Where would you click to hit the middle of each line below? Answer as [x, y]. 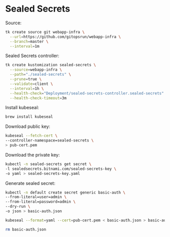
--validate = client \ [31, 84]
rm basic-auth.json [26, 229]
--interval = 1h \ [27, 88]
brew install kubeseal [29, 117]
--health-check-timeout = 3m [38, 98]
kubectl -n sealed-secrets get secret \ [49, 164]
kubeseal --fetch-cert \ [31, 136]
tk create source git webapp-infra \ [45, 32]
